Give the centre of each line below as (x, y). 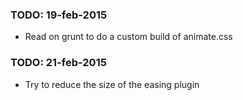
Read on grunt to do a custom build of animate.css (128, 37)
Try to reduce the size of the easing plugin (112, 84)
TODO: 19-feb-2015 (59, 15)
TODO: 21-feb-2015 (58, 63)
